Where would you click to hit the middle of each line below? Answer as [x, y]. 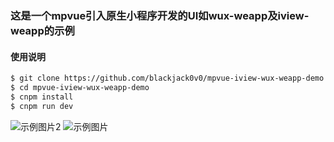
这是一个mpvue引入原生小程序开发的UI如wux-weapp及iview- [160, 15]
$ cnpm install [42, 97]
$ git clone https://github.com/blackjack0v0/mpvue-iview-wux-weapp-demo [167, 78]
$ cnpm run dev [42, 106]
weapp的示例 [42, 30]
